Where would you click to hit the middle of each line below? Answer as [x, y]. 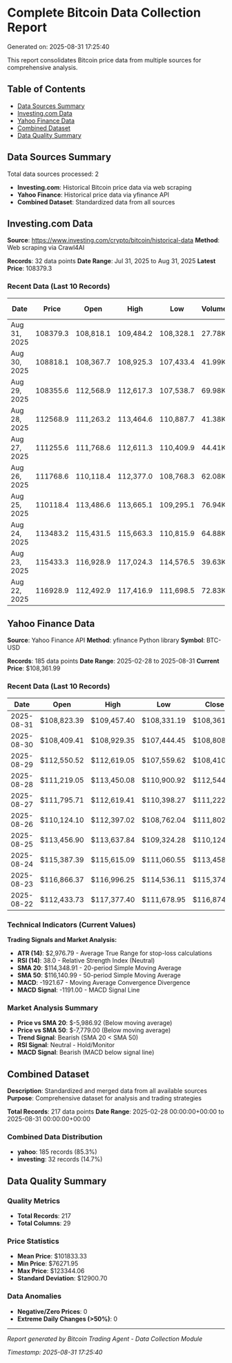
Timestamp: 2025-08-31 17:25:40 [55, 1352]
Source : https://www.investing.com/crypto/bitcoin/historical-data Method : [113, 240]
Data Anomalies [35, 1297]
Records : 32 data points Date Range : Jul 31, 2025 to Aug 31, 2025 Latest [112, 261]
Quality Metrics [34, 1201]
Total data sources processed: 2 [53, 174]
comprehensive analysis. [42, 67]
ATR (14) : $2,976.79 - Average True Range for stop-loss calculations [115, 953]
